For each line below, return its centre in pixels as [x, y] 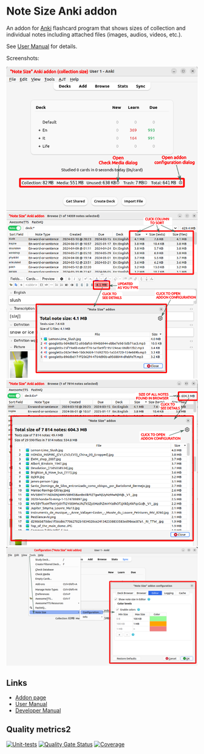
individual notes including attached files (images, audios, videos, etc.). [94, 34]
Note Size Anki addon [62, 11]
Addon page [31, 697]
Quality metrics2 [39, 729]
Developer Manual [38, 711]
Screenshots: [23, 58]
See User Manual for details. [42, 46]
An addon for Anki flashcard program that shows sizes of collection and [96, 28]
